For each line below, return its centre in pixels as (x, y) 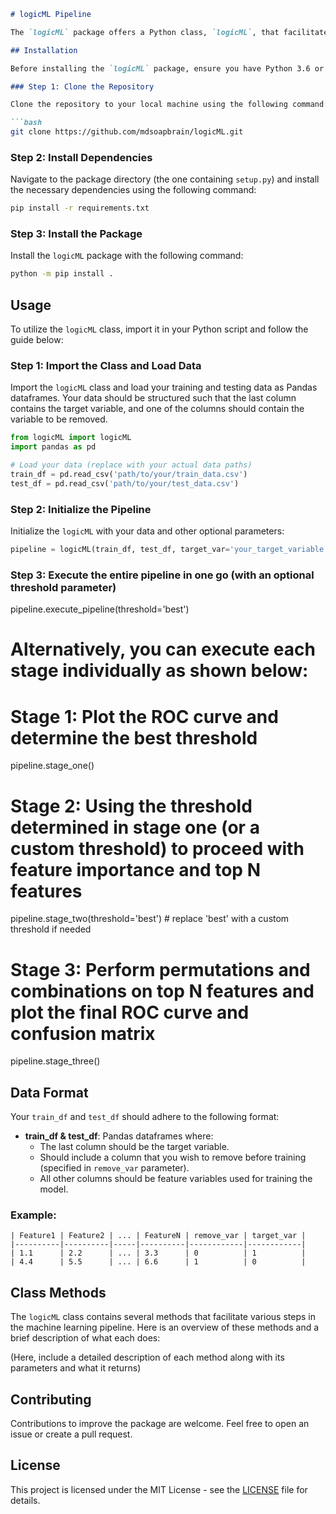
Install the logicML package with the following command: (127, 256)
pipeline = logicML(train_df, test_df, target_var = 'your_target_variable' (169, 550)
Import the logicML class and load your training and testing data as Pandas (164, 387)
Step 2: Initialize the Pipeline (81, 509)
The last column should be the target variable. (134, 1147)
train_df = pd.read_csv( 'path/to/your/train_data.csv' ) (129, 475)
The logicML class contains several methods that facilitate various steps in (163, 1317)
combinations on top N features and (162, 991)
